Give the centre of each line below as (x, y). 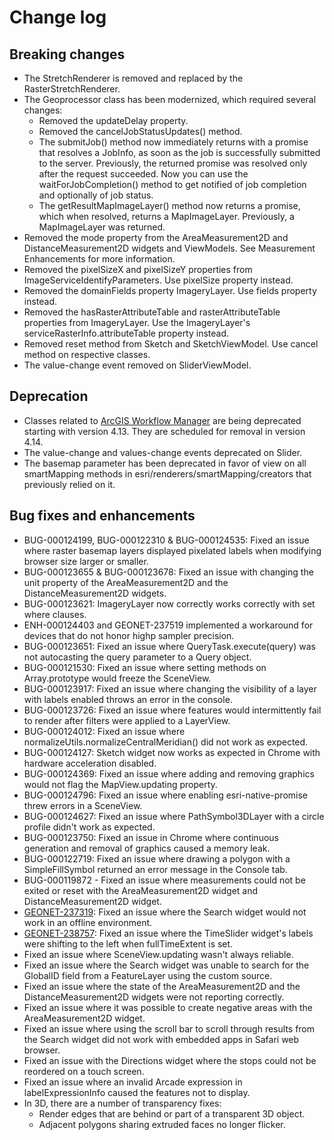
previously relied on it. (69, 484)
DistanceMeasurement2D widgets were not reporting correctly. (154, 997)
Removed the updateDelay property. (113, 120)
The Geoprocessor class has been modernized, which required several (170, 99)
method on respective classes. (87, 354)
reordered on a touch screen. (84, 1071)
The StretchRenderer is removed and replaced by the (133, 78)
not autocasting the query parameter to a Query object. (137, 657)
